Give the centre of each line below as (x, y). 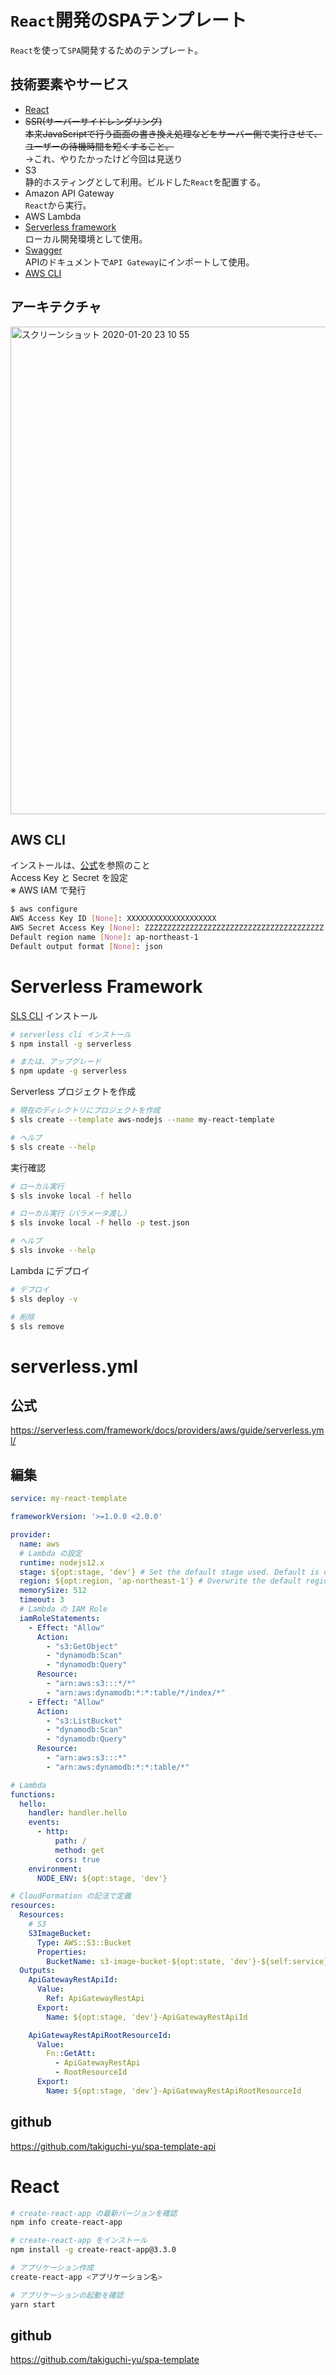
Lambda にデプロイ (50, 1270)
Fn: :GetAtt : (71, 2054)
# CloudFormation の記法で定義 (71, 1896)
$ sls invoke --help (53, 1251)
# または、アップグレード (56, 1062)
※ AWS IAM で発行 (48, 890)
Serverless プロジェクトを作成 (73, 1092)
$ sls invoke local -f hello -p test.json (100, 1223)
